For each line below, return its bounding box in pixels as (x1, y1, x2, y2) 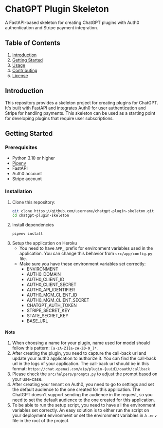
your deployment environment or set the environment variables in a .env (12, 412, 157, 418)
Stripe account (12, 176, 42, 182)
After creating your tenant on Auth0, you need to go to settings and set (12, 382, 154, 387)
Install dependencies (12, 222, 54, 228)
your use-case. (12, 376, 43, 382)
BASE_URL (26, 318, 48, 324)
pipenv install (12, 231, 43, 236)
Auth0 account (12, 171, 42, 177)
